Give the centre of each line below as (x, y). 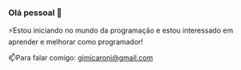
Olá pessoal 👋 (35, 13)
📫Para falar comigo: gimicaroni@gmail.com (81, 58)
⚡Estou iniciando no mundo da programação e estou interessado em (121, 30)
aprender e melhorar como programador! (76, 42)
